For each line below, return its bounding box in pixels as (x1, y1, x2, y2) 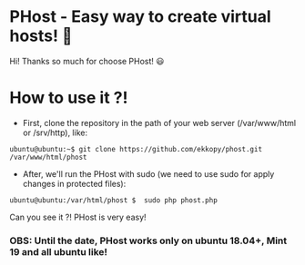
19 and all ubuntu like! (9, 245, 107, 258)
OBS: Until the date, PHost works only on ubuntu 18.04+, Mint (9, 234, 288, 247)
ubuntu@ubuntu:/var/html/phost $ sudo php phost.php (9, 195, 219, 205)
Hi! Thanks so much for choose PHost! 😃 (9, 55, 165, 66)
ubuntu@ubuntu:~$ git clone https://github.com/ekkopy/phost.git (9, 144, 262, 153)
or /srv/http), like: (22, 127, 88, 138)
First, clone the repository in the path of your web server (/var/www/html (22, 117, 297, 128)
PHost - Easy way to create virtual (9, 6, 271, 27)
